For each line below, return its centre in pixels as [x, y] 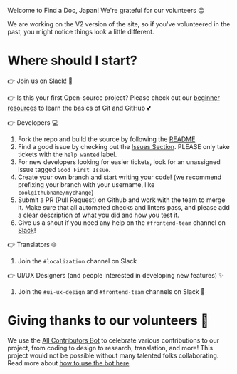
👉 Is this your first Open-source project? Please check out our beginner [114, 97]
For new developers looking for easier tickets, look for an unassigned [119, 162]
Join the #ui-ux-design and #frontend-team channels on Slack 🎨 [111, 291]
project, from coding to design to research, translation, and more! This [110, 348]
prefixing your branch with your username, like [86, 184]
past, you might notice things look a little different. [81, 32]
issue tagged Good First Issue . [64, 169]
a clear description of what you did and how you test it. [98, 215]
